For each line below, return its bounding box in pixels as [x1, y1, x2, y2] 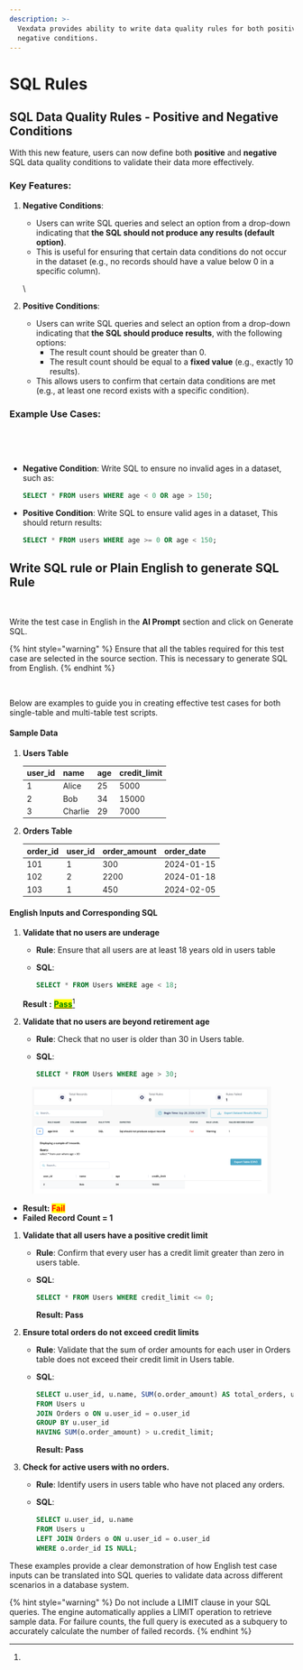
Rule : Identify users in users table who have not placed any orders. [35, 1480, 286, 1490]
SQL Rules [9, 73, 88, 94]
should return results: [22, 517, 103, 528]
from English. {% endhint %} [9, 662, 115, 673]
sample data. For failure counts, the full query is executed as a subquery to [9, 1616, 288, 1627]
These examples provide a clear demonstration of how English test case [9, 1560, 278, 1571]
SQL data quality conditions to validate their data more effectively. [9, 157, 254, 168]
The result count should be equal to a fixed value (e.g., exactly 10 [49, 356, 294, 367]
